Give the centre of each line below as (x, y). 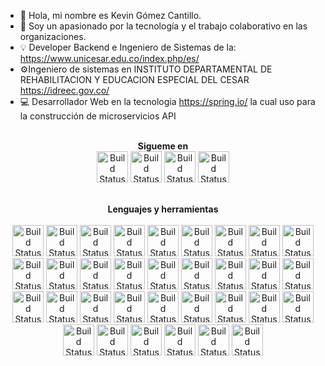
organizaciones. (53, 36)
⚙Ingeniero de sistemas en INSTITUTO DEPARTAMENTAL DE (146, 69)
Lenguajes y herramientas (163, 209)
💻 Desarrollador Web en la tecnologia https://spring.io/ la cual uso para (167, 101)
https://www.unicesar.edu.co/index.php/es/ (109, 58)
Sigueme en (163, 146)
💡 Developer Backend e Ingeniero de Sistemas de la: (128, 47)
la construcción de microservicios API (98, 116)
